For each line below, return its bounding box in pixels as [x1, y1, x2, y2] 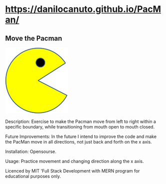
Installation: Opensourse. [5, 148, 56, 154]
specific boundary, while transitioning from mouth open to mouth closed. [5, 124, 155, 130]
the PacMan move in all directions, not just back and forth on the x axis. [5, 139, 152, 145]
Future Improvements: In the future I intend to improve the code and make [5, 133, 157, 139]
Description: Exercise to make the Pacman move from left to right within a [5, 118, 156, 124]
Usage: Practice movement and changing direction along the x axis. [5, 158, 144, 164]
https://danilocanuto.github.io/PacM [5, 3, 161, 15]
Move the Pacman [5, 34, 62, 42]
